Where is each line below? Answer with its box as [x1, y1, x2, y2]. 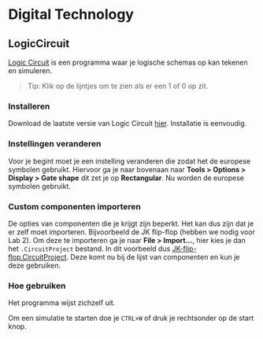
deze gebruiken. [8, 260, 61, 270]
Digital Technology [8, 6, 134, 24]
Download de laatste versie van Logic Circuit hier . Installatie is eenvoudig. [8, 119, 247, 128]
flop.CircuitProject [8, 252, 67, 261]
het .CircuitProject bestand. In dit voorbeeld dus [8, 244, 171, 253]
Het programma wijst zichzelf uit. [8, 298, 116, 308]
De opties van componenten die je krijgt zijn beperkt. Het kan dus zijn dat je [8, 219, 254, 228]
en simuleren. [8, 66, 53, 76]
